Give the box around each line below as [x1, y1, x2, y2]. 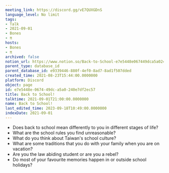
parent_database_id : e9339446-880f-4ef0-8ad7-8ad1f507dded [5, 69, 132, 74]
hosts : [5, 40, 19, 45]
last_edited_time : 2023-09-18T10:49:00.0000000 [5, 106, 107, 111]
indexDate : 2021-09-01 [5, 110, 53, 116]
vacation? [12, 146, 33, 152]
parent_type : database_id [5, 64, 59, 69]
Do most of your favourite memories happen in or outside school [12, 156, 147, 162]
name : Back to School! [5, 101, 53, 106]
